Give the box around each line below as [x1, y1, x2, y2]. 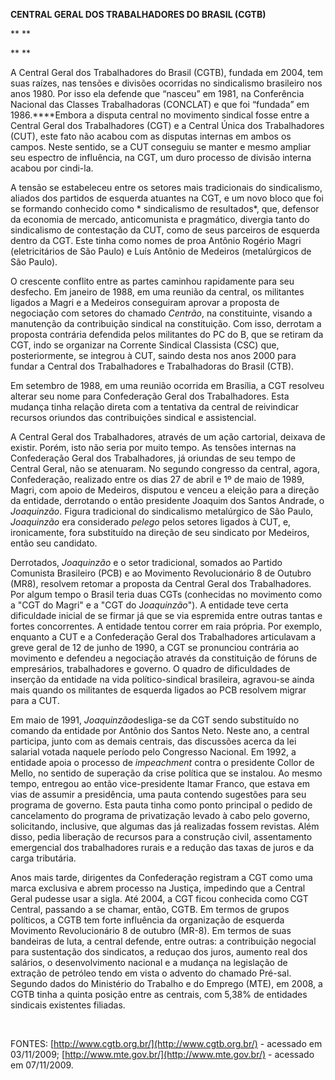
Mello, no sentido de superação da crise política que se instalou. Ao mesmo [10, 767, 323, 779]
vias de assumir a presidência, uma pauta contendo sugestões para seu [10, 789, 307, 800]
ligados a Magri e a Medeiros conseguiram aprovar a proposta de [10, 297, 280, 308]
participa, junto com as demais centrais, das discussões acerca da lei [10, 735, 297, 747]
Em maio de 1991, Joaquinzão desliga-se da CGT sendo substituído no [10, 714, 300, 726]
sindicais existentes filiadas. [10, 999, 126, 1011]
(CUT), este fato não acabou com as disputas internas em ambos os [10, 130, 292, 142]
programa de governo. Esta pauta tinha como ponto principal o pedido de [10, 799, 313, 811]
